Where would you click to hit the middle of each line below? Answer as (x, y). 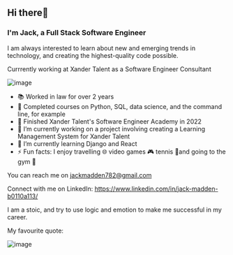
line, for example (42, 114)
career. (17, 217)
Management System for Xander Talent (74, 136)
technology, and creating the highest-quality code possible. (93, 55)
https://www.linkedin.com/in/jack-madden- (156, 189)
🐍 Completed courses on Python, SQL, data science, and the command (120, 106)
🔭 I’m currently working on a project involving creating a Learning (111, 129)
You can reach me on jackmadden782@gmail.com (80, 175)
